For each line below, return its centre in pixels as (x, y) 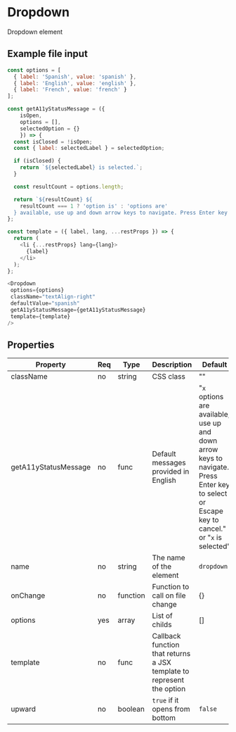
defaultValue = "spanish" (45, 303)
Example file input (47, 54)
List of (163, 616)
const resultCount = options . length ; (69, 187)
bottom (164, 718)
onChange (28, 595)
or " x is (211, 538)
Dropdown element (35, 32)
